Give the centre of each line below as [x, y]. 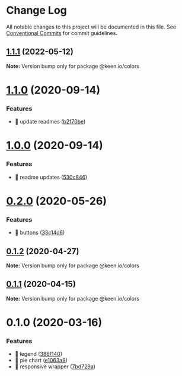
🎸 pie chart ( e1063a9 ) [41, 361]
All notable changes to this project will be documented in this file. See [91, 27]
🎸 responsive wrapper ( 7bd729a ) [55, 366]
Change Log [36, 10]
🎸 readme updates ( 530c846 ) [51, 177]
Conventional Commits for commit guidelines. [62, 33]
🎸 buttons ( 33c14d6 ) [40, 233]
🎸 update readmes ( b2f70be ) [50, 122]
